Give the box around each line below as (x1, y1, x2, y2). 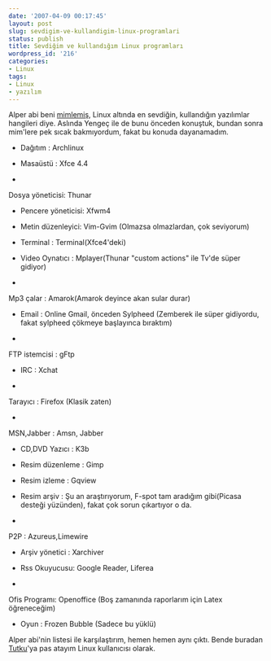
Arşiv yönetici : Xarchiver (20, 547, 104, 558)
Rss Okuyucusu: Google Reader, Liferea (20, 563, 155, 573)
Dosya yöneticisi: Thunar (8, 190, 92, 200)
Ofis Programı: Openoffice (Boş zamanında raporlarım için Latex (8, 595, 223, 605)
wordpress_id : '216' (8, 50, 79, 58)
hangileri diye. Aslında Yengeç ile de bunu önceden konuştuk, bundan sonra (8, 119, 264, 129)
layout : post (8, 20, 53, 28)
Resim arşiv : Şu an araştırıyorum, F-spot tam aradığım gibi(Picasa (20, 492, 242, 501)
